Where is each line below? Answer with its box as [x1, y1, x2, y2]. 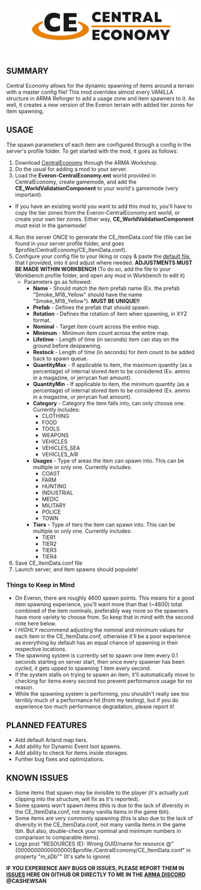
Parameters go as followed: [23, 278, 92, 285]
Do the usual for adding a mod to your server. [14, 165, 128, 173]
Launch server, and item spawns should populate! [14, 565, 139, 572]
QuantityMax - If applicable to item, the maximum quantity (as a [32, 361, 192, 368]
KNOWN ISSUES [6, 773, 68, 783]
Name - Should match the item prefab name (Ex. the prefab [32, 284, 180, 292]
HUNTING [41, 482, 67, 489]
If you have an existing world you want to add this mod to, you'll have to [14, 203, 193, 210]
